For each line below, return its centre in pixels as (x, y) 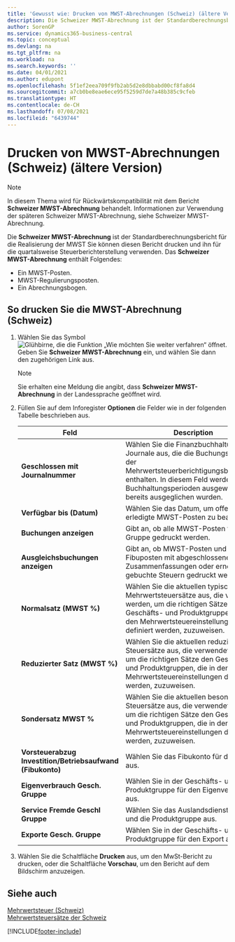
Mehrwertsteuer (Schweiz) (46, 910)
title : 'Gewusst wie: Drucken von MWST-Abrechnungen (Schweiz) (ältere (114, 14)
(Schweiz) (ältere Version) (85, 167)
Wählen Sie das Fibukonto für (174, 757)
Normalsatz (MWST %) (60, 609)
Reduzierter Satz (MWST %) (69, 664)
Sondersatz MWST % (57, 719)
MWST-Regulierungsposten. (58, 280)
